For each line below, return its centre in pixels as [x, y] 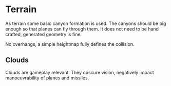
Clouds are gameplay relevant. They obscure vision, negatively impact [80, 72]
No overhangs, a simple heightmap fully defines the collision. [70, 44]
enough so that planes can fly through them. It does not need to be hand [82, 28]
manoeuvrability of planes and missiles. [47, 78]
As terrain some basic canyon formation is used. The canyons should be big [86, 23]
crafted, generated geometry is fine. [44, 34]
